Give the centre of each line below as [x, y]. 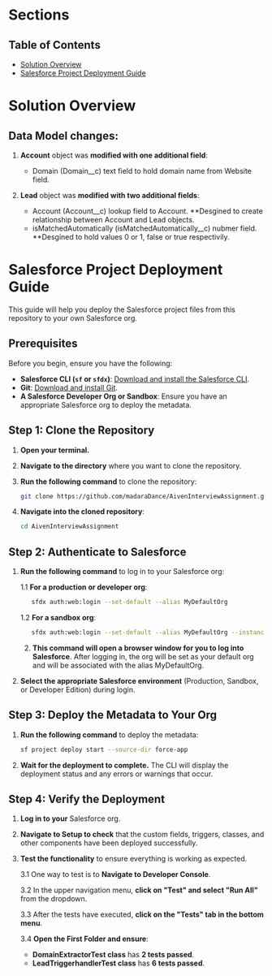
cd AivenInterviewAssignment [69, 527]
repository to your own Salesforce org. [73, 317]
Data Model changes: [64, 136]
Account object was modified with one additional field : [114, 155]
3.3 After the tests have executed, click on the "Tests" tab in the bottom [142, 914]
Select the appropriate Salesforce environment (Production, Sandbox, [139, 680]
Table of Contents [55, 45]
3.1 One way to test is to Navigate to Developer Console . [115, 875]
